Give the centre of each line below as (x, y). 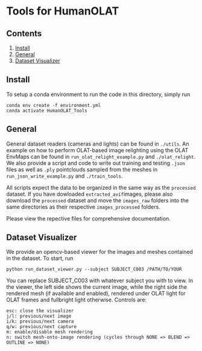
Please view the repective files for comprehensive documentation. (88, 218)
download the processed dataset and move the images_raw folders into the (97, 200)
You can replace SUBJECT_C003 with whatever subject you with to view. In (100, 281)
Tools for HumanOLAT (63, 11)
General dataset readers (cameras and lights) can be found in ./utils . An (98, 144)
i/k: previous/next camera (40, 321)
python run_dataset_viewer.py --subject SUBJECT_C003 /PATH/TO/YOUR (94, 269)
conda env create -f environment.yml (54, 105)
